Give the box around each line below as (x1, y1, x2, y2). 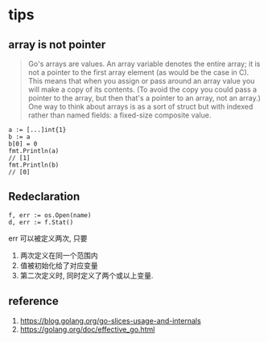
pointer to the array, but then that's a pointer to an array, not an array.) (27, 93, 262, 102)
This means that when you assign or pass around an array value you (27, 76, 255, 85)
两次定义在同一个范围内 (19, 250, 98, 260)
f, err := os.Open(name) (8, 211, 92, 219)
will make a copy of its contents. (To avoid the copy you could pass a (27, 84, 258, 94)
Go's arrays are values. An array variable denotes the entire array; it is (27, 59, 261, 68)
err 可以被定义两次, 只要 (8, 233, 88, 243)
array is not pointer (8, 38, 106, 52)
